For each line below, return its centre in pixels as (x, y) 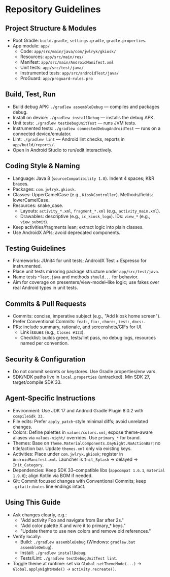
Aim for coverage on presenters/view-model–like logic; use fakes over (86, 282)
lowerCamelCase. (31, 200)
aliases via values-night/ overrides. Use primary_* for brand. (77, 437)
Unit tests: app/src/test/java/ (52, 68)
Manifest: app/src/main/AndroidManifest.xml (67, 62)
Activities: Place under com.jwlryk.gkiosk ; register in (68, 454)
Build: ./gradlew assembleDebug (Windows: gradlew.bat (78, 542)
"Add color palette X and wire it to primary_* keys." (73, 526)
